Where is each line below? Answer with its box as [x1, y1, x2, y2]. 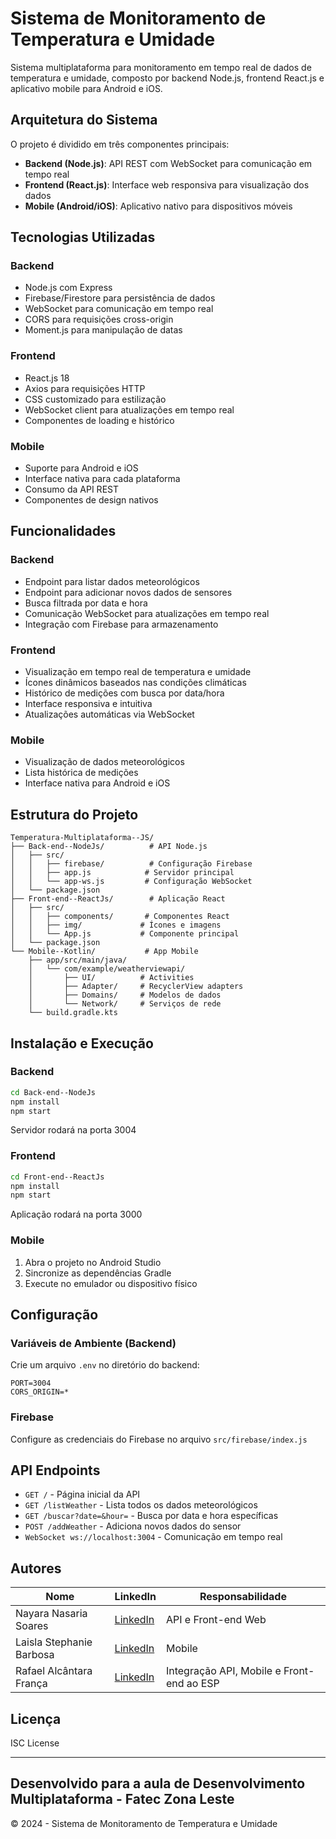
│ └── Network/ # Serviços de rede [28, 999, 222, 1009]
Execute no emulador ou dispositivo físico [24, 1277, 198, 1289]
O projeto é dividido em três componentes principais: [10, 138, 230, 150]
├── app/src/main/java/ [28, 955, 128, 966]
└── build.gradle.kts [28, 1008, 118, 1018]
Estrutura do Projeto [10, 806, 139, 823]
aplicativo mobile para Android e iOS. [10, 82, 163, 94]
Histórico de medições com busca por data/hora [24, 687, 225, 699]
